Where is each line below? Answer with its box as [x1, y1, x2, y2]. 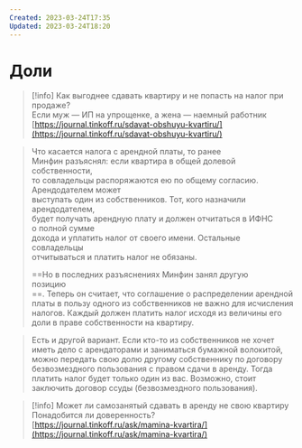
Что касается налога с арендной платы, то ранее [31, 146, 222, 157]
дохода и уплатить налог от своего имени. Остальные [31, 232, 241, 244]
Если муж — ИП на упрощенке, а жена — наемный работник [31, 109, 268, 120]
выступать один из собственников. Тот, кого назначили [31, 194, 246, 205]
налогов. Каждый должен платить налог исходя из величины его [31, 308, 282, 319]
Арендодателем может [31, 184, 122, 195]
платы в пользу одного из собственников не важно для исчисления [31, 298, 294, 309]
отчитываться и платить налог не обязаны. [31, 252, 197, 263]
